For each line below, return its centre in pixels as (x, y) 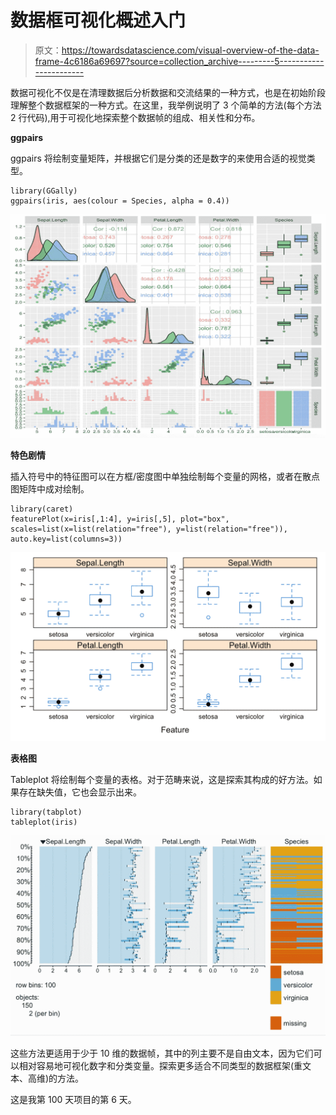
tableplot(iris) (44, 822)
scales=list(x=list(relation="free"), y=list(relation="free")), (149, 529)
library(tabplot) (46, 812)
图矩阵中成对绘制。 (50, 489)
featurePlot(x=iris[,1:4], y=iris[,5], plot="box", (120, 519)
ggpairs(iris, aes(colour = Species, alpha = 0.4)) (120, 201)
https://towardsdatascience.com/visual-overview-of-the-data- (190, 50)
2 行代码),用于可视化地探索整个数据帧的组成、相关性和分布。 (135, 117)
